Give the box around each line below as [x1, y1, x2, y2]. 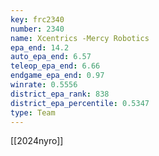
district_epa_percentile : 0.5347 [10, 98, 150, 108]
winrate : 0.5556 [10, 80, 78, 90]
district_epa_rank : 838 [10, 89, 110, 99]
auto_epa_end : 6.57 [10, 52, 92, 62]
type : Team [10, 107, 56, 118]
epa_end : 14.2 [10, 42, 70, 53]
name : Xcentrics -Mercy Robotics [10, 33, 150, 43]
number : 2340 [10, 24, 65, 34]
